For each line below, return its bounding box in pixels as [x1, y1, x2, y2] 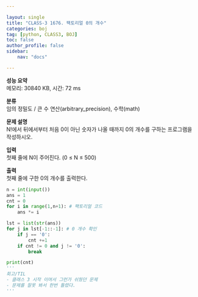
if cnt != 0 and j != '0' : [17, 243, 86, 249]
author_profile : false [6, 43, 64, 49]
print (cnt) [6, 260, 34, 266]
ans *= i [17, 209, 40, 215]
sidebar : [6, 48, 29, 55]
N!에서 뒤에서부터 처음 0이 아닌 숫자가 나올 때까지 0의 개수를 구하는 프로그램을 [6, 126, 193, 133]
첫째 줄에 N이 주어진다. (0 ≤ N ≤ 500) [6, 154, 97, 161]
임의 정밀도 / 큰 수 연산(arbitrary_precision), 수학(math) [6, 105, 140, 112]
